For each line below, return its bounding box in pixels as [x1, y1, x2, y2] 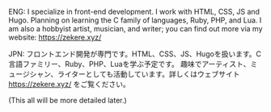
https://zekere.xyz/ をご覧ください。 [8, 80, 131, 89]
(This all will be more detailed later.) [8, 96, 127, 105]
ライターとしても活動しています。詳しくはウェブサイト [57, 69, 240, 79]
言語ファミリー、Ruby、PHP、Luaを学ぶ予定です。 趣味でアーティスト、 [8, 60, 251, 68]
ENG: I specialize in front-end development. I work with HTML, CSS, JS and [8, 7, 260, 16]
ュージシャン [8, 69, 51, 79]
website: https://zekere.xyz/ [8, 32, 102, 42]
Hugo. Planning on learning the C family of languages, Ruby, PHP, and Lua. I [8, 15, 262, 25]
